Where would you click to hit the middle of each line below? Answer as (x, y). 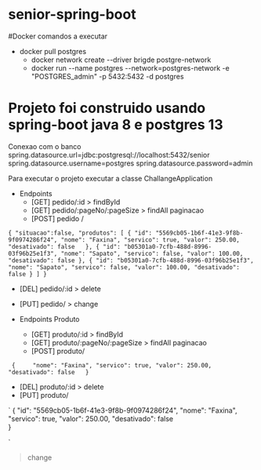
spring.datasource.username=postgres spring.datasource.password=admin (130, 163)
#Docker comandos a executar (58, 36)
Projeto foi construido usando (107, 108)
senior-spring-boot (72, 15)
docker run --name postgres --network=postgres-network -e (130, 67)
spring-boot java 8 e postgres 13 (116, 125)
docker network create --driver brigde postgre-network (121, 60)
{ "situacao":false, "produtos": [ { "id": (80, 233)
